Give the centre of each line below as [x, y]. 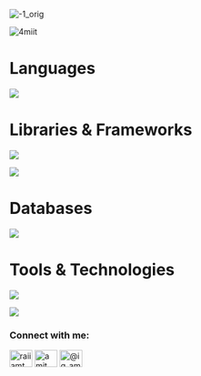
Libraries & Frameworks [101, 130]
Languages [52, 69]
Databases [51, 208]
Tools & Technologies [92, 269]
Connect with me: [50, 335]
